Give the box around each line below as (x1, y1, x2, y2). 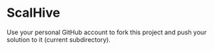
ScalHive (6, 5, 61, 21)
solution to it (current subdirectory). (6, 35, 111, 43)
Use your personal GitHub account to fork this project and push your (6, 28, 207, 36)
